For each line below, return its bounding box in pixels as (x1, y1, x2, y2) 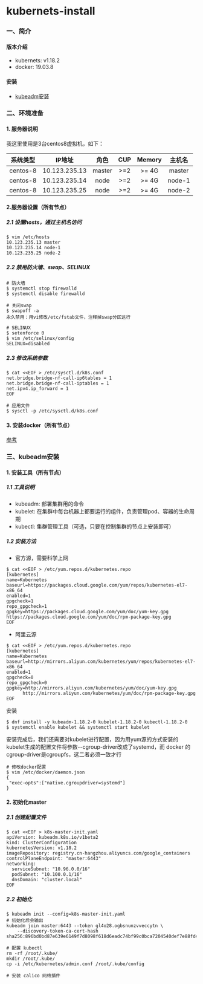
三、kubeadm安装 (6, 452, 60, 461)
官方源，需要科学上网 (14, 554, 68, 561)
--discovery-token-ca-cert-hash (17, 928, 98, 934)
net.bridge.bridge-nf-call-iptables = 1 (6, 380, 110, 386)
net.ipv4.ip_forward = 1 (6, 386, 69, 392)
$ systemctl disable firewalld (6, 291, 85, 297)
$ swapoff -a (6, 308, 39, 314)
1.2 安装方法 (6, 538, 36, 545)
